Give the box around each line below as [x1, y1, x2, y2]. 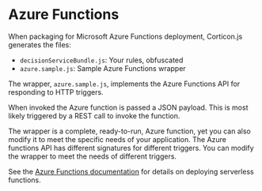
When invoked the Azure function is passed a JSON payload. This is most [8, 103, 249, 112]
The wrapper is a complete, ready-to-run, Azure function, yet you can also [8, 126, 251, 136]
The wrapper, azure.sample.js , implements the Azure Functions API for [8, 79, 241, 88]
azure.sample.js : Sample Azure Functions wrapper [19, 63, 186, 73]
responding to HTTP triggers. [8, 87, 104, 96]
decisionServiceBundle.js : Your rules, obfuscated [19, 55, 184, 65]
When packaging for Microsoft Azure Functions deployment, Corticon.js [8, 32, 243, 41]
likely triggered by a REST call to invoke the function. [8, 110, 180, 120]
